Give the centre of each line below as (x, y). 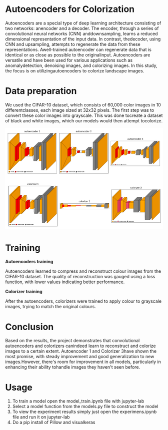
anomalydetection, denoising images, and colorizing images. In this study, (81, 65)
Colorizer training (24, 292)
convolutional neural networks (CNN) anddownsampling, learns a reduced (81, 33)
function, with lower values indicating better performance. (65, 282)
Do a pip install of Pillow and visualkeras (54, 423)
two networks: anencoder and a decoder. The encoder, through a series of (82, 28)
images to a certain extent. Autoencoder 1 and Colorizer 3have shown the (81, 351)
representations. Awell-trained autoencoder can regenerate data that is (78, 49)
